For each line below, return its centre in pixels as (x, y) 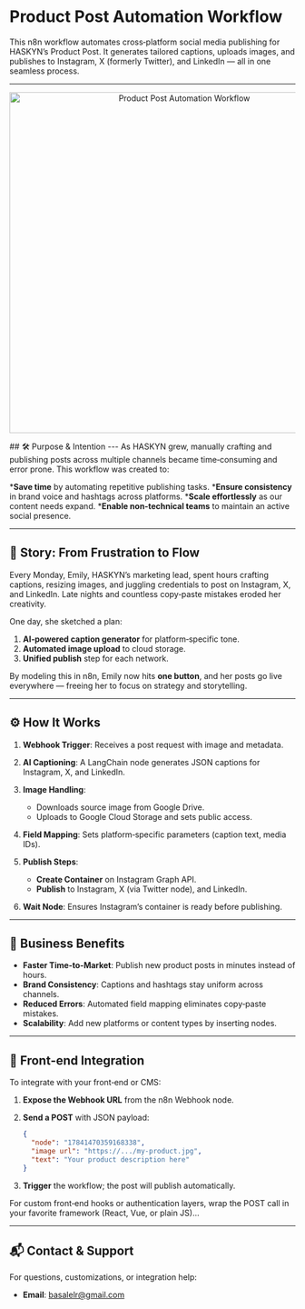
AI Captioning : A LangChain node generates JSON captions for (141, 762)
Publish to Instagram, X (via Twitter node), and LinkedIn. (142, 889)
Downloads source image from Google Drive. (120, 807)
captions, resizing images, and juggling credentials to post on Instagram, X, (150, 585)
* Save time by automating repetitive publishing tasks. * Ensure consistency (151, 486)
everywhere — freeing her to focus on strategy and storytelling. (128, 685)
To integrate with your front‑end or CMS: (85, 1083)
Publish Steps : (50, 862)
